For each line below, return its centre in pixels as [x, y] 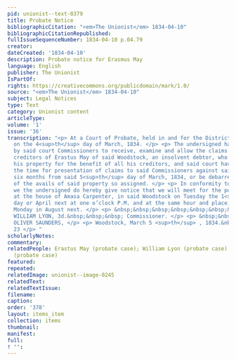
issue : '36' [25, 131]
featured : [22, 262]
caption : [20, 301]
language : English [34, 66]
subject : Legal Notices [42, 99]
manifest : [22, 334]
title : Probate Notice [40, 20]
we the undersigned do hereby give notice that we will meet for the [117, 190]
